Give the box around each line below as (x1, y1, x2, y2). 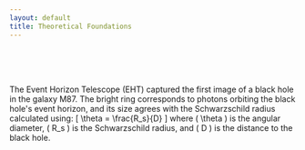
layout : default (9, 13, 71, 23)
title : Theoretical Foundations (9, 22, 132, 31)
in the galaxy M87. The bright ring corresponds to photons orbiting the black (9, 93, 296, 105)
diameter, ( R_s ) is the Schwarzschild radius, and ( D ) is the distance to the (9, 122, 293, 133)
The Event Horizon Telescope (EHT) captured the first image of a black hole (9, 84, 294, 95)
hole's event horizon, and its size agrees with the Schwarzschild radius (9, 103, 276, 114)
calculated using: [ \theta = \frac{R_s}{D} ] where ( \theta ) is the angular (9, 113, 281, 124)
